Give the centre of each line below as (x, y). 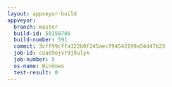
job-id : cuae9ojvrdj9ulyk (52, 53)
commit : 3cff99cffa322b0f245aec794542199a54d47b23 (90, 46)
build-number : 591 (41, 40)
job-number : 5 (34, 60)
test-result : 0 (36, 72)
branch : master (36, 27)
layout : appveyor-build (42, 14)
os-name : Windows (39, 66)
